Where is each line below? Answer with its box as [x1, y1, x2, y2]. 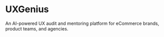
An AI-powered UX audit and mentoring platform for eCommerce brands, [5, 20, 159, 26]
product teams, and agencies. [5, 25, 69, 31]
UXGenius [5, 4, 49, 15]
